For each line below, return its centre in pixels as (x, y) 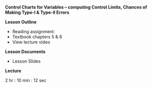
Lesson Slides (26, 61)
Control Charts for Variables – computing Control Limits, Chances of (76, 7)
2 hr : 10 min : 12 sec (26, 80)
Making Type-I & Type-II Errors (37, 12)
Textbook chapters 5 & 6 (37, 37)
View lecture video (31, 42)
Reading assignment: (33, 31)
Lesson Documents (25, 52)
